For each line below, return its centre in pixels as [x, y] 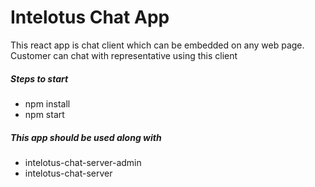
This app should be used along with [86, 137]
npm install [47, 103]
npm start [44, 114]
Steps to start [39, 78]
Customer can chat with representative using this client [124, 55]
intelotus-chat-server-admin [83, 162]
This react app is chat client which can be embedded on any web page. [157, 45]
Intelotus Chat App [90, 17]
